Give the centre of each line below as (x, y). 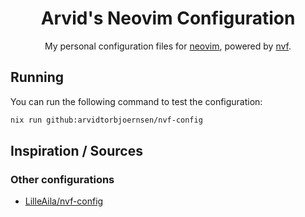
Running (37, 77)
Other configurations (62, 179)
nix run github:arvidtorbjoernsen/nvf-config (106, 120)
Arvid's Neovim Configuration (168, 18)
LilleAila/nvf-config (64, 201)
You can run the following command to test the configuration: (136, 101)
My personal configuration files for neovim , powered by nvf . (168, 46)
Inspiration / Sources (76, 151)
